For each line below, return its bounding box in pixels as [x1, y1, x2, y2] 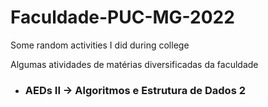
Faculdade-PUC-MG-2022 [10, 6, 235, 29]
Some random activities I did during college [10, 39, 190, 51]
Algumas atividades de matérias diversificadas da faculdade [10, 58, 259, 70]
